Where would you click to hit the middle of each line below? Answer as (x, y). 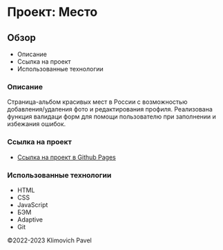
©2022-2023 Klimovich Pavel (49, 240)
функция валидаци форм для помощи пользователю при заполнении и (111, 117)
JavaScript (32, 204)
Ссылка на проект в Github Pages (66, 157)
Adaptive (30, 220)
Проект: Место (52, 12)
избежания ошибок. (37, 124)
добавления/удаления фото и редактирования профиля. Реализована (110, 109)
